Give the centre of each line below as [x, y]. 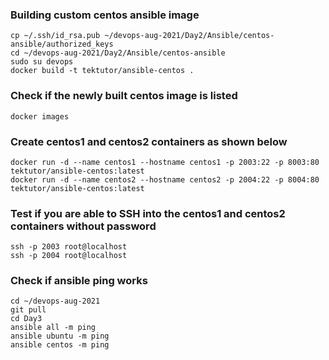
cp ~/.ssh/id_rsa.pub [55, 36]
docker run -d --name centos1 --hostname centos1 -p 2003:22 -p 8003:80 [165, 162]
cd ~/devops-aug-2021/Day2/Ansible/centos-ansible [118, 53]
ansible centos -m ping [60, 345]
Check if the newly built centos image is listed [124, 96]
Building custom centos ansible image [105, 15]
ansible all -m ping [53, 328]
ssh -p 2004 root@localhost [69, 256]
